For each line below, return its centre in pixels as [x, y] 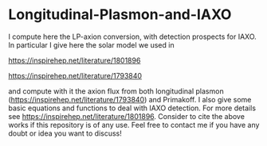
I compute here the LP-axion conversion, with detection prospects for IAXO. [132, 36]
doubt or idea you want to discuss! [65, 133]
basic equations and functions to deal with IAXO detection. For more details [132, 108]
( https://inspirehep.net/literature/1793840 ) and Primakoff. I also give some [130, 99]
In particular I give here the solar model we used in [91, 44]
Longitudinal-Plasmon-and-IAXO [120, 15]
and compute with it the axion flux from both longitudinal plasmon [116, 91]
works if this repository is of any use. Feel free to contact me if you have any [134, 125]
